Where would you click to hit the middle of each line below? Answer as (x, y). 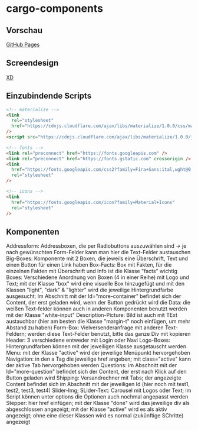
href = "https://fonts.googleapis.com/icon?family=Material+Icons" (93, 202)
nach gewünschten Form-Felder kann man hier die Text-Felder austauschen (98, 252)
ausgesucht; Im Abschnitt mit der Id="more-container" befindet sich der (94, 296)
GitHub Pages (23, 44)
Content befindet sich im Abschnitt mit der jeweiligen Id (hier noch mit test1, (98, 384)
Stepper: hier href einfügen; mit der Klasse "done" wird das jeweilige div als (98, 403)
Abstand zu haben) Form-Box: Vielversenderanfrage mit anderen (85, 328)
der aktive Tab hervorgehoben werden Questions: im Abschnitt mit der (92, 365)
